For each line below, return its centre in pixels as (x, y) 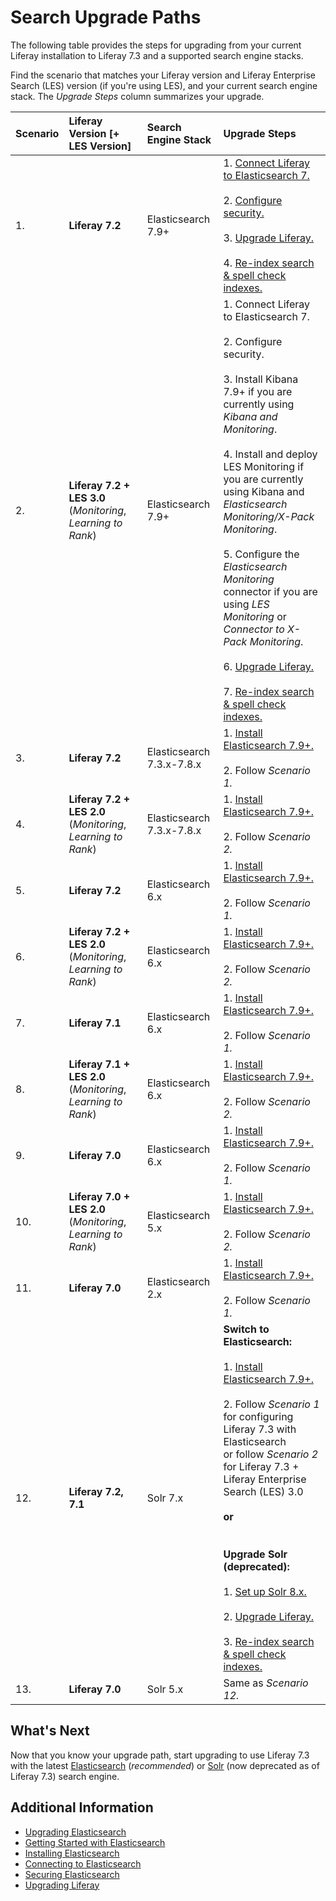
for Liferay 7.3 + (261, 1466)
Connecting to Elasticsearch (83, 1863)
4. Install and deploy (270, 454)
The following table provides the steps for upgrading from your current (156, 45)
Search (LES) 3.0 (263, 1491)
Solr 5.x (165, 1689)
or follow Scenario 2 (271, 1454)
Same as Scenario (266, 1683)
